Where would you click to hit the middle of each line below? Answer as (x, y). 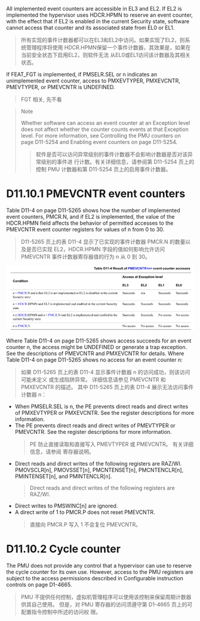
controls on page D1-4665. (39, 585)
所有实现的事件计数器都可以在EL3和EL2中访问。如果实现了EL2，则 (103, 40)
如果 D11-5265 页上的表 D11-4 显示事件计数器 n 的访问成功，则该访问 (105, 372)
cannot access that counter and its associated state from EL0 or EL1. (90, 27)
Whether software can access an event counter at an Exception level (105, 123)
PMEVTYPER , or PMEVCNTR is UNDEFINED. (61, 87)
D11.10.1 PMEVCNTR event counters (96, 194)
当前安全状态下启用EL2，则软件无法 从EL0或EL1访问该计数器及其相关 (106, 55)
